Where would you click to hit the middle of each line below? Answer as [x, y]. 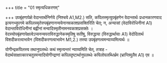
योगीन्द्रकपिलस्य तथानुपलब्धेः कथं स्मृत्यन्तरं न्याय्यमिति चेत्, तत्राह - [56, 49]
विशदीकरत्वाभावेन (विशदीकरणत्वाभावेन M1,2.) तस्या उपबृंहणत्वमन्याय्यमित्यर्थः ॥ [67, 40]
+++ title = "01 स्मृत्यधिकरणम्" [32, 8]
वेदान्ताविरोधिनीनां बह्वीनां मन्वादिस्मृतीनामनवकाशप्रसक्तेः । [49, 29]
